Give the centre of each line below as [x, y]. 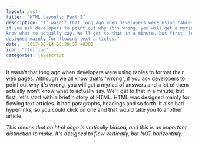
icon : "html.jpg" [27, 50]
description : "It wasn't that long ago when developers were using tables [100, 22]
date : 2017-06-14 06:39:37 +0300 [50, 45]
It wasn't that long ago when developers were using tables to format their [95, 72]
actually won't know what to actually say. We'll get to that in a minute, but [95, 91]
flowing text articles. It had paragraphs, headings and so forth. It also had [95, 103]
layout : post [22, 11]
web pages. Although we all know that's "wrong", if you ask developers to [96, 78]
